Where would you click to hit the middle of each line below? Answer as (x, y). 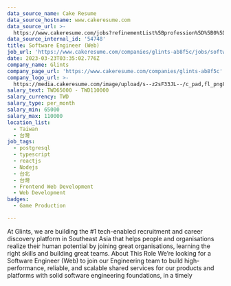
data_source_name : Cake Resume (52, 13)
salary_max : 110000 (35, 116)
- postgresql (32, 148)
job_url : (20, 52)
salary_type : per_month (41, 103)
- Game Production (40, 206)
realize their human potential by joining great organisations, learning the (109, 246)
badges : (18, 200)
